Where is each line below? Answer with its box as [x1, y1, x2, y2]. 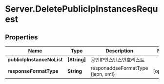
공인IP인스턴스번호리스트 [90, 57, 145, 63]
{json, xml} [90, 71, 115, 77]
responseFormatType [7, 68, 59, 74]
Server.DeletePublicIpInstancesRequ [5, 3, 158, 15]
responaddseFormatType [90, 65, 148, 71]
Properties [5, 33, 38, 41]
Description [105, 48, 133, 54]
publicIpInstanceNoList [7, 56, 63, 63]
